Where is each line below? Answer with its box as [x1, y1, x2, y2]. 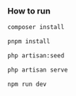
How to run [7, 6, 51, 17]
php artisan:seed [7, 52, 65, 60]
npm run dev [7, 80, 47, 88]
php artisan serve [7, 65, 68, 74]
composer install [7, 24, 65, 31]
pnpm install [7, 38, 51, 46]
